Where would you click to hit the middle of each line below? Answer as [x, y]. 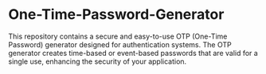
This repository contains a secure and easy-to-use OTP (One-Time [118, 36]
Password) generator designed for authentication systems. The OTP [120, 44]
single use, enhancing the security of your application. [98, 61]
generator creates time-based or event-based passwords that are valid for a [133, 53]
